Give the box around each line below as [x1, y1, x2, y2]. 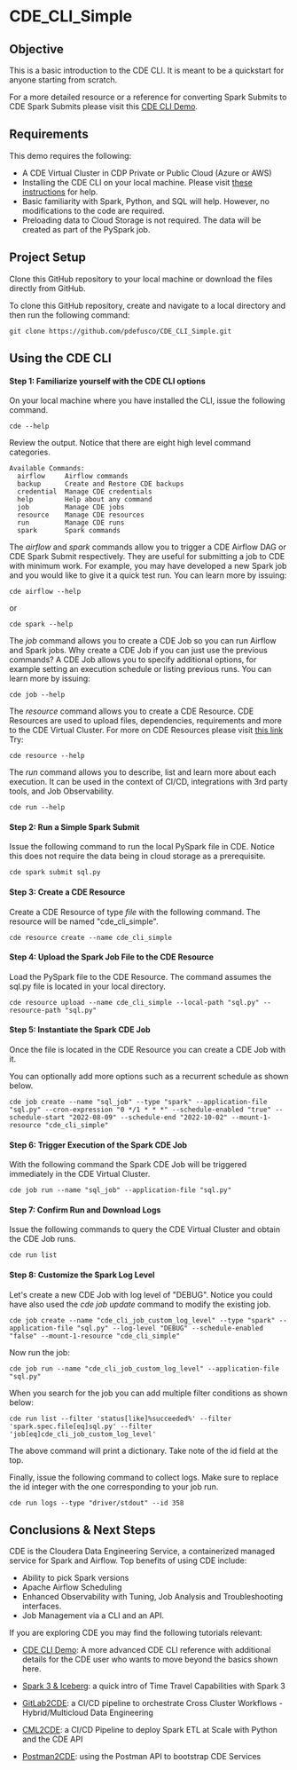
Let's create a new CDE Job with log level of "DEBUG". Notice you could [9, 1289, 273, 1300]
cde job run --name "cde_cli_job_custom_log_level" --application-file [9, 1364, 279, 1373]
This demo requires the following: [9, 150, 132, 161]
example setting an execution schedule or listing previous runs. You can [9, 664, 272, 675]
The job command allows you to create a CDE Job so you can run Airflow [9, 636, 277, 646]
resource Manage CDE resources [17, 510, 145, 520]
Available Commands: [9, 464, 86, 473]
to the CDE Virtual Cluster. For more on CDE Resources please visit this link [9, 725, 284, 736]
